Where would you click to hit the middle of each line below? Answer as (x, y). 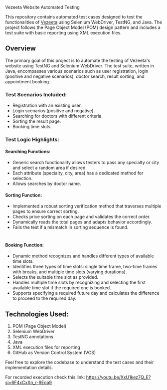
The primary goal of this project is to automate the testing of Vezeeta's (78, 60)
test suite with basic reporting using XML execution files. (64, 33)
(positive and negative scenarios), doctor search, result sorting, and (75, 76)
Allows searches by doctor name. (47, 184)
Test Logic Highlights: (32, 140)
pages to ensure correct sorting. (46, 211)
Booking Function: (24, 245)
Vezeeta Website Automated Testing (42, 7)
